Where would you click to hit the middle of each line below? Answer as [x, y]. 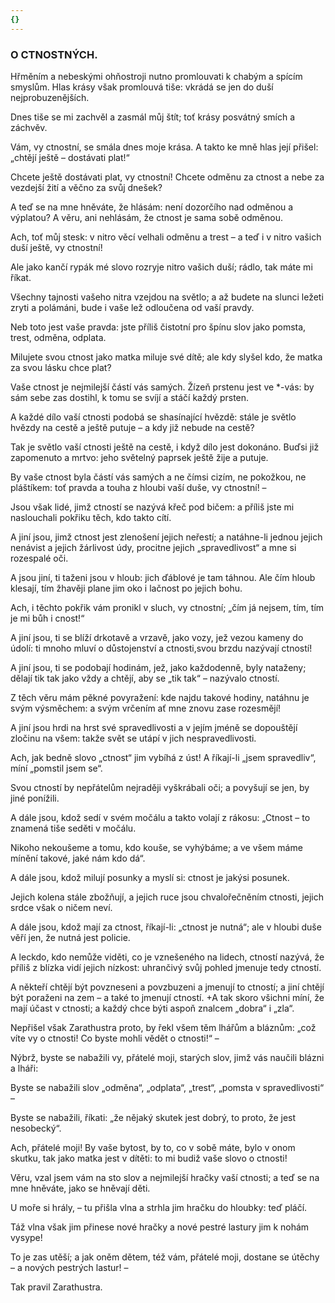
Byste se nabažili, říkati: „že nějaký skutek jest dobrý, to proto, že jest [153, 1117]
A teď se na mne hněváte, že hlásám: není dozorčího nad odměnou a [152, 207]
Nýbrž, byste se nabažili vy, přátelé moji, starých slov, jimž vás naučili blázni [167, 1057]
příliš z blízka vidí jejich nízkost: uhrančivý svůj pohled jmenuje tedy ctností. [166, 967]
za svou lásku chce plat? [61, 367]
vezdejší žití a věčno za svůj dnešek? [86, 187]
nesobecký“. [36, 1128]
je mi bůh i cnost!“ [47, 618]
